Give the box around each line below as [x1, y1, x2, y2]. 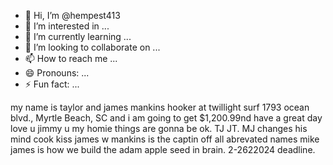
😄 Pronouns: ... [24, 67, 90, 79]
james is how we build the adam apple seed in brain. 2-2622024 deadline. [10, 144, 316, 155]
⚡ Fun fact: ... [24, 78, 80, 90]
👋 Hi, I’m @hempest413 [24, 10, 121, 21]
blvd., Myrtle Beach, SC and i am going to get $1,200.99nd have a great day [10, 112, 323, 124]
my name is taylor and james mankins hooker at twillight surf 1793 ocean [10, 101, 310, 113]
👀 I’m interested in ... [24, 20, 110, 32]
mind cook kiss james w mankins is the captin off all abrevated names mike [10, 133, 320, 145]
